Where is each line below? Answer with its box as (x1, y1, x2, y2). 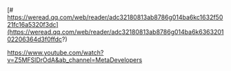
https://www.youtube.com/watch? (7, 48, 104, 57)
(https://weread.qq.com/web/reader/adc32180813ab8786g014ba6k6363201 (7, 28, 224, 36)
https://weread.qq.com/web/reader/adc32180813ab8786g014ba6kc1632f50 (7, 13, 223, 21)
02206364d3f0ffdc (7, 35, 63, 43)
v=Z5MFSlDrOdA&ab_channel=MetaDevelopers (7, 56, 143, 64)
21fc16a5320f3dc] (7, 21, 59, 28)
